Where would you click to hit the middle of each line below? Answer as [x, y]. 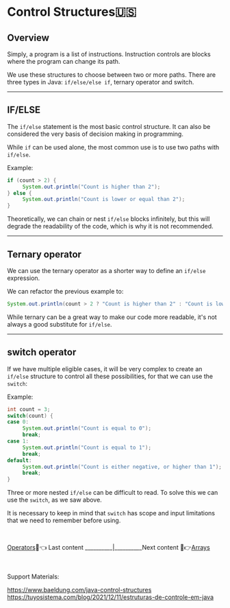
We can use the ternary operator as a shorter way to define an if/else [106, 271]
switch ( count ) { [30, 416]
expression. [24, 278]
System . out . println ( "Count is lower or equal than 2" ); [104, 200]
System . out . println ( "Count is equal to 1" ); [87, 447]
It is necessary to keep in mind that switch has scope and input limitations [111, 513]
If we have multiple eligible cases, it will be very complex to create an [105, 369]
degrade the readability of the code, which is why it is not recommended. [110, 226]
